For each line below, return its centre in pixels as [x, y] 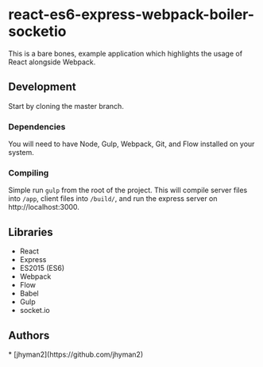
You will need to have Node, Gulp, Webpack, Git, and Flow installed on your [131, 144]
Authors [29, 335]
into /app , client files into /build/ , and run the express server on [113, 199]
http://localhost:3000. [44, 207]
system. [21, 153]
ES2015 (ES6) [42, 268]
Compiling [29, 172]
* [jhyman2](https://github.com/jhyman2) [76, 354]
